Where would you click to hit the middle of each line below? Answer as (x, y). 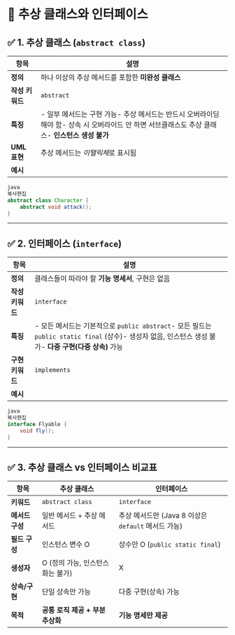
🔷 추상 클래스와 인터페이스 (78, 14)
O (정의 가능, (62, 563)
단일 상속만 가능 (66, 592)
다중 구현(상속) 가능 (149, 592)
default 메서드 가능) (151, 526)
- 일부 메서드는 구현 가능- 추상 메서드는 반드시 (113, 114)
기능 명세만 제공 (143, 615)
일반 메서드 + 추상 (70, 516)
